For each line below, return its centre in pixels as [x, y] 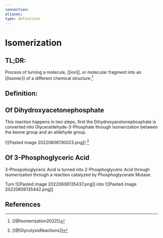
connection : [17, 9]
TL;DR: [16, 61]
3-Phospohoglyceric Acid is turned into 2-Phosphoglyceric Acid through [78, 169]
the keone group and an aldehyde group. [46, 132]
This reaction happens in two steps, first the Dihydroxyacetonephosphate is [81, 122]
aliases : [14, 14]
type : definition [23, 18]
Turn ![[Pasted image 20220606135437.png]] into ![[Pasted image [71, 184]
